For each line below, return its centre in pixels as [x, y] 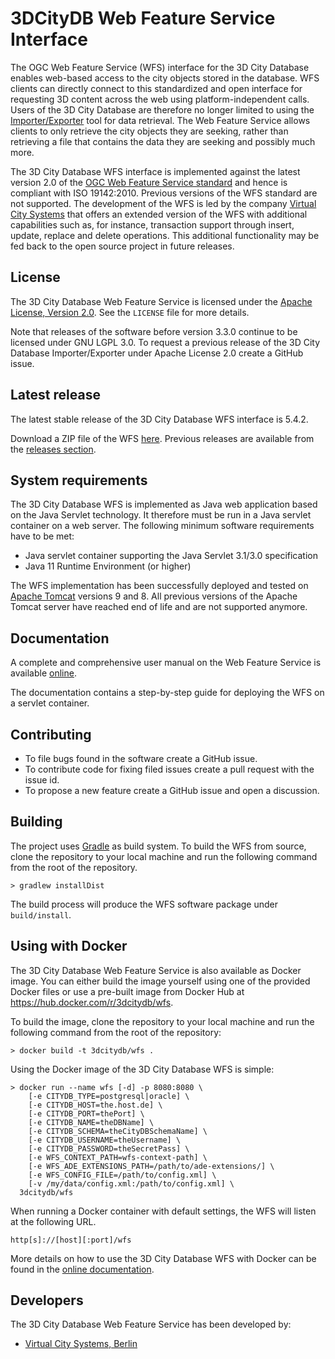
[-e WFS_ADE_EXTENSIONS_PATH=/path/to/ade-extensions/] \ [151, 1166]
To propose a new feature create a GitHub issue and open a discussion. [172, 790]
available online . [43, 673]
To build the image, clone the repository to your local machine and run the [162, 1021]
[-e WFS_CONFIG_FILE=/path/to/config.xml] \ [122, 1175]
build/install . [41, 914]
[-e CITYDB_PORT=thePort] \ [86, 1113]
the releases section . [53, 449]
